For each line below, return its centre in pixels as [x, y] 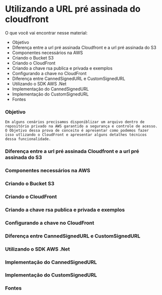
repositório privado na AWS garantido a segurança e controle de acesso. [81, 126]
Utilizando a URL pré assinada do [73, 9]
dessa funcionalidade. [28, 139]
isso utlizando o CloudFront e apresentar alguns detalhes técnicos [76, 135]
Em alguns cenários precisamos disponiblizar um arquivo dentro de [75, 122]
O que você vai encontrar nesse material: [46, 33]
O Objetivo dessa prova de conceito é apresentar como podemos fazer [77, 131]
